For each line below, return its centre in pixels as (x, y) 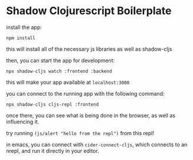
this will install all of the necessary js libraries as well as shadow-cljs (89, 49)
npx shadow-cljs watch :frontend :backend (59, 71)
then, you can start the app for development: (60, 60)
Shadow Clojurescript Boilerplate (89, 11)
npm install (21, 38)
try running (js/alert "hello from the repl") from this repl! (80, 133)
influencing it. (23, 122)
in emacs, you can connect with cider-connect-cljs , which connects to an (97, 144)
